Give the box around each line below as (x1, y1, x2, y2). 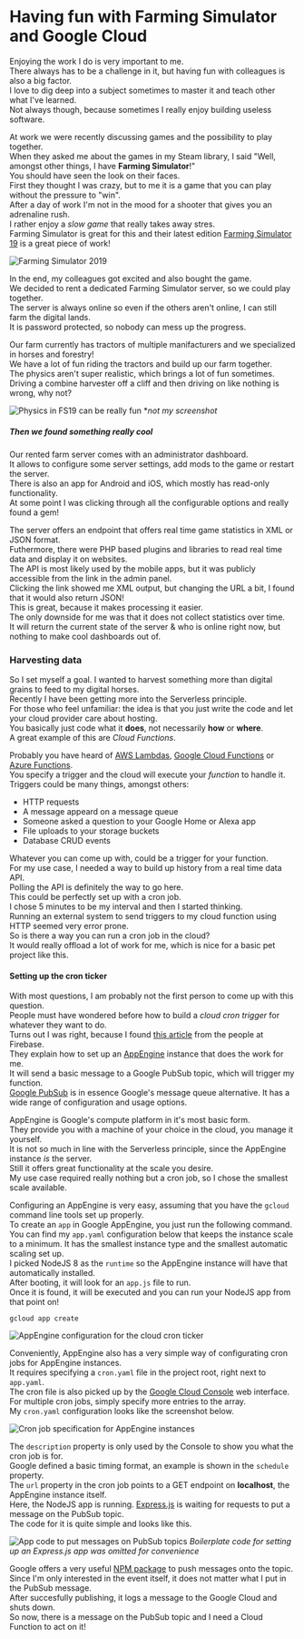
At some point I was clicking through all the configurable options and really (9, 497, 289, 508)
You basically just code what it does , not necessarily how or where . (9, 723, 264, 734)
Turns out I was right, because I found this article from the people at (9, 1029, 264, 1040)
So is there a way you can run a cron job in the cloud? (9, 930, 211, 941)
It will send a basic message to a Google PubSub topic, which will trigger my (9, 1067, 295, 1079)
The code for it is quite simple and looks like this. (9, 1518, 192, 1530)
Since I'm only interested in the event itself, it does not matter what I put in (9, 1573, 287, 1584)
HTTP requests (22, 796, 80, 807)
